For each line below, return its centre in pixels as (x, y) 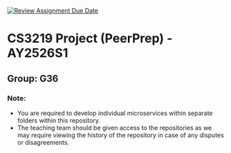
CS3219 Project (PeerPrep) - (90, 39)
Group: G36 (33, 78)
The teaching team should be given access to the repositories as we (114, 127)
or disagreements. (43, 142)
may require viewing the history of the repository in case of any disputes (121, 135)
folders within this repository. (59, 120)
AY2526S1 (38, 53)
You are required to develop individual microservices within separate (115, 113)
